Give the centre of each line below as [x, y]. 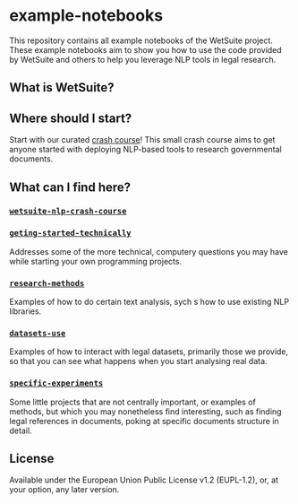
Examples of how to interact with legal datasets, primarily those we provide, [149, 352]
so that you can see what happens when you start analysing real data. [138, 361]
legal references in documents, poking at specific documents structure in [144, 421]
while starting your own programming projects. [95, 261]
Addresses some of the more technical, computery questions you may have [149, 251]
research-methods [47, 283]
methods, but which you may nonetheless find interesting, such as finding [145, 411]
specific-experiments [56, 383]
